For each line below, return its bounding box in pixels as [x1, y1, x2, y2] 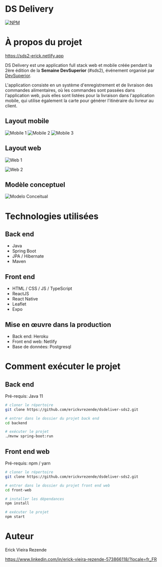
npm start [5, 514, 25, 519]
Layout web [5, 144, 41, 152]
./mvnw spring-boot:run [5, 434, 54, 439]
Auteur [5, 531, 34, 542]
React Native [12, 296, 38, 302]
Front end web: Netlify [12, 338, 57, 344]
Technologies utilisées [5, 211, 99, 222]
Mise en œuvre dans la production [5, 321, 111, 329]
